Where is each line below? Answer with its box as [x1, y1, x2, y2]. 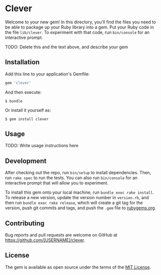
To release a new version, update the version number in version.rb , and [5, 195, 149, 201]
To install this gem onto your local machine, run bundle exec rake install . [5, 189, 154, 195]
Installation [5, 58, 40, 66]
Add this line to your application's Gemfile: [5, 71, 90, 77]
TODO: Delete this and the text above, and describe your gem [5, 44, 129, 50]
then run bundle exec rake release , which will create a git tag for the [5, 200, 143, 206]
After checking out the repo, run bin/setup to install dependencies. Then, [5, 170, 151, 176]
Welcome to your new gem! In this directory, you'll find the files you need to [5, 19, 156, 25]
